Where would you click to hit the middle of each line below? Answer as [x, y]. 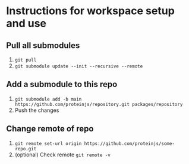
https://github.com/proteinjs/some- [130, 143]
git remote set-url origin [48, 143]
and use [26, 23]
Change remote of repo [50, 129]
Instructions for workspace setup [91, 11]
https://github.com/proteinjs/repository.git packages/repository [99, 104]
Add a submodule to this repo [62, 84]
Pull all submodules [43, 45]
